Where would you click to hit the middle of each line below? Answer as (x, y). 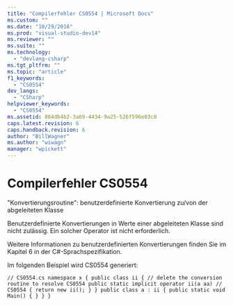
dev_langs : (23, 91)
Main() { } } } (29, 296)
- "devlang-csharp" (42, 59)
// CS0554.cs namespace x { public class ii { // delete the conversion (115, 278)
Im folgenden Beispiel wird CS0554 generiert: (73, 265)
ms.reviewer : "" (31, 40)
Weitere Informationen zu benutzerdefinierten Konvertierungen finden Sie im (117, 244)
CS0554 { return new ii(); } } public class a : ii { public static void (116, 290)
